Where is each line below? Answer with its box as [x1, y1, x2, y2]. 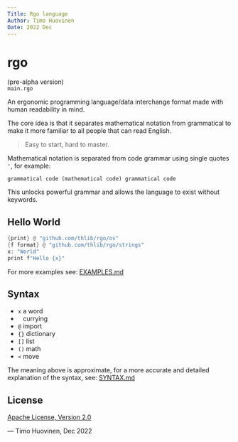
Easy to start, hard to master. [24, 140, 109, 149]
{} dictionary [17, 330, 55, 338]
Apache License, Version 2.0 [7, 413, 92, 421]
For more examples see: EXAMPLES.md [7, 267, 124, 276]
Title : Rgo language [7, 10, 69, 18]
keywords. [7, 195, 38, 204]
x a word [17, 307, 43, 316]
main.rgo [7, 85, 33, 92]
